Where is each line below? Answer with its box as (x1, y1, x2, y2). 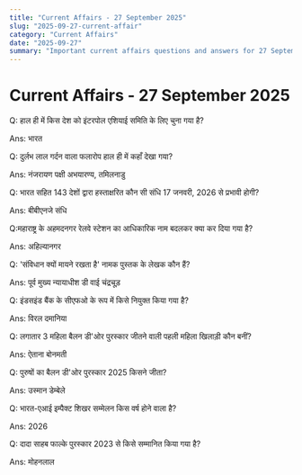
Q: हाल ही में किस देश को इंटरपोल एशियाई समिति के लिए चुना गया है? (9, 115, 204, 126)
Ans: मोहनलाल (9, 456, 55, 468)
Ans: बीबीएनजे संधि (9, 205, 67, 216)
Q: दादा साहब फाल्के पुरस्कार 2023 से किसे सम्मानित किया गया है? (9, 438, 201, 450)
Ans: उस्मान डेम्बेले (9, 385, 66, 396)
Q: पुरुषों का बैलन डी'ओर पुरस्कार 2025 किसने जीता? (9, 367, 167, 378)
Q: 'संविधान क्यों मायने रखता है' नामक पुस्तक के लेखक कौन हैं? (9, 259, 191, 270)
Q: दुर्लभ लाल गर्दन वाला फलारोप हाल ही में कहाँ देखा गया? (9, 151, 173, 162)
